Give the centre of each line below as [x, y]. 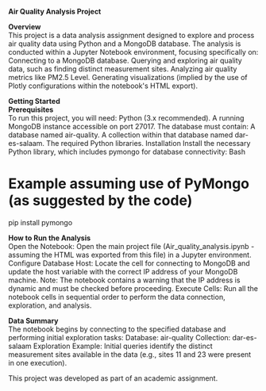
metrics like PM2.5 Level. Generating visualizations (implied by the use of [128, 77]
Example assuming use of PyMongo [129, 184]
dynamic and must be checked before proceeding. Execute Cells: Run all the [133, 288]
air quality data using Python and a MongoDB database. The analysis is [125, 44]
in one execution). [38, 362]
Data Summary [33, 320]
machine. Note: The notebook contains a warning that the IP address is [124, 280]
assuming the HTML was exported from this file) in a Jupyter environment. [130, 255]
